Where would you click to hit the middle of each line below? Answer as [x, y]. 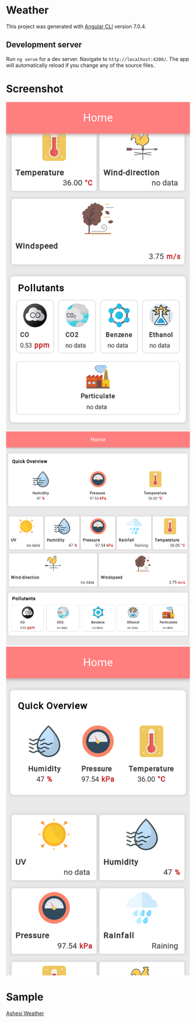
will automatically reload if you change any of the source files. [80, 65]
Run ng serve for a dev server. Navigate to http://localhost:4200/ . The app [98, 59]
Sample [25, 997]
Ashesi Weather [25, 1013]
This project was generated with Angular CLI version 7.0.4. [76, 26]
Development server [44, 45]
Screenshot [35, 89]
